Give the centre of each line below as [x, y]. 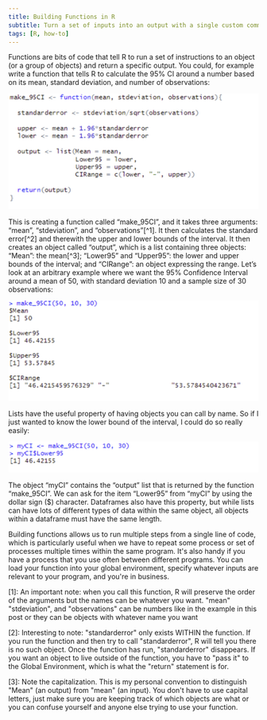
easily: [19, 430]
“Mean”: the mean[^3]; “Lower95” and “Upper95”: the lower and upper [124, 255]
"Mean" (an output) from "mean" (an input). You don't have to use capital [128, 691]
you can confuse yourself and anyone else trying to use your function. [123, 707]
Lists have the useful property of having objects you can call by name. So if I [133, 413]
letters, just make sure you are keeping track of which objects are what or [129, 699]
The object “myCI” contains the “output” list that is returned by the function [131, 486]
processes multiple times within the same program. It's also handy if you [127, 552]
